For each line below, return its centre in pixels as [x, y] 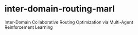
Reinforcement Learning [29, 27]
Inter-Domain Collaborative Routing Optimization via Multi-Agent [69, 22]
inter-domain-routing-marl [60, 9]
